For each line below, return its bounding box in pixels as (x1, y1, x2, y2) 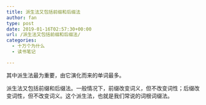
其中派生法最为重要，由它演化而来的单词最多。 (6, 71, 124, 79)
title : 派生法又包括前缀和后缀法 (6, 9, 81, 15)
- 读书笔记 (12, 49, 36, 55)
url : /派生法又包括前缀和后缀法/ (6, 32, 81, 38)
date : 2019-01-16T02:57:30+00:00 (6, 26, 92, 32)
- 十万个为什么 (12, 43, 45, 49)
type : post (6, 20, 34, 26)
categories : (6, 37, 37, 43)
